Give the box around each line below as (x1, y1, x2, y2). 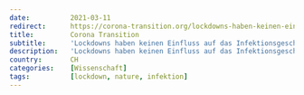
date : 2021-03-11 (9, 13, 111, 23)
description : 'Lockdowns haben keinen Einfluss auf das (9, 47, 233, 56)
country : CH (9, 55, 79, 64)
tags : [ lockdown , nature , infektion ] (9, 72, 188, 81)
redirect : (9, 22, 47, 31)
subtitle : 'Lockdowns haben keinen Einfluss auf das (9, 38, 233, 48)
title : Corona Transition (9, 30, 140, 39)
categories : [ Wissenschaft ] (9, 64, 128, 73)
